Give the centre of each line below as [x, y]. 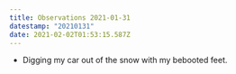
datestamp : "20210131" [52, 26]
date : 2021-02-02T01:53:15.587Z [70, 34]
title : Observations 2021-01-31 [70, 18]
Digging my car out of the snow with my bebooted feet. [125, 60]
